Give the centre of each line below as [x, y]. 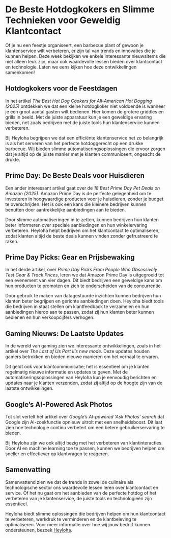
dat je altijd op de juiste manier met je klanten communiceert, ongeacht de [83, 154]
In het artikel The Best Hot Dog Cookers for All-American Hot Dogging [79, 101]
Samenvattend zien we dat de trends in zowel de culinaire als [69, 482]
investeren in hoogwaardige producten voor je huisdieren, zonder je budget [84, 199]
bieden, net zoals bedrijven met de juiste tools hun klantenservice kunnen [82, 122]
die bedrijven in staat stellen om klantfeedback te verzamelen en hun [77, 307]
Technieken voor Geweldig [63, 20]
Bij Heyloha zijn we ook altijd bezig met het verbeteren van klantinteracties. [84, 443]
